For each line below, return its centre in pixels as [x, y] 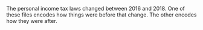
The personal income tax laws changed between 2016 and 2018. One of [96, 9]
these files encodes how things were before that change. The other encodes [101, 15]
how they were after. [32, 21]
